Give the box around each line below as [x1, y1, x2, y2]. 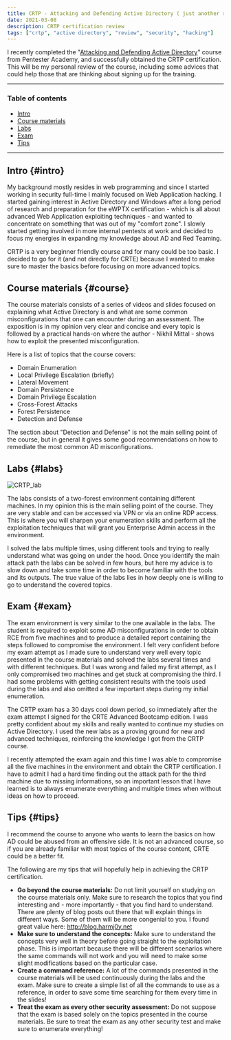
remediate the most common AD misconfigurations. [7, 443, 153, 451]
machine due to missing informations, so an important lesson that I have [7, 777, 211, 785]
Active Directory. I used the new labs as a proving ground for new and [7, 727, 205, 735]
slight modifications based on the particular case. [16, 959, 158, 967]
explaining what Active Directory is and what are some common [7, 307, 188, 316]
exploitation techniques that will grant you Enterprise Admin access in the [7, 523, 215, 532]
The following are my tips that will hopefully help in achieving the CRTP [7, 865, 208, 874]
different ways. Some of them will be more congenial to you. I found [16, 915, 210, 923]
